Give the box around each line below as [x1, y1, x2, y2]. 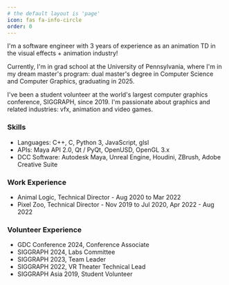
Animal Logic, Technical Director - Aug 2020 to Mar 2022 [17, 193, 181, 201]
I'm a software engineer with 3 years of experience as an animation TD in [7, 42, 216, 50]
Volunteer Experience [7, 225, 82, 235]
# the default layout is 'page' [7, 10, 100, 17]
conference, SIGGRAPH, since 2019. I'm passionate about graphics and [7, 98, 210, 106]
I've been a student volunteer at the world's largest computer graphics [7, 90, 208, 99]
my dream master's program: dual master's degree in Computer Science [7, 70, 214, 78]
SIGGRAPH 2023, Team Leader [17, 255, 106, 264]
